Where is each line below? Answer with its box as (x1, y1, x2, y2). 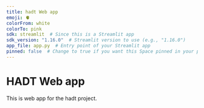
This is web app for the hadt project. (6, 95, 97, 102)
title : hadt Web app (6, 8, 59, 15)
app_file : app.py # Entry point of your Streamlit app (6, 43, 151, 49)
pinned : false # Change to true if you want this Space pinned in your (6, 49, 194, 55)
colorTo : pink (6, 25, 42, 32)
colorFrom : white (6, 20, 50, 26)
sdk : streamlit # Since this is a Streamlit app (6, 32, 135, 38)
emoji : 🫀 (6, 15, 30, 21)
